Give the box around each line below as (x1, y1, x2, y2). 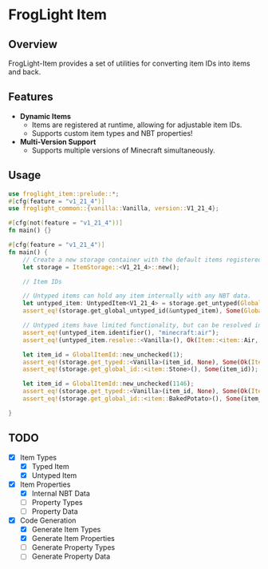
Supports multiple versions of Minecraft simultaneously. (31, 145, 215, 155)
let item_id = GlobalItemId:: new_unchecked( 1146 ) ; (22, 380, 195, 388)
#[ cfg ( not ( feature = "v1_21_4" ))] (8, 219, 124, 227)
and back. (8, 67, 41, 77)
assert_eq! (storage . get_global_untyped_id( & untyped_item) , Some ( (22, 307, 245, 315)
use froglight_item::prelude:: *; (8, 189, 120, 197)
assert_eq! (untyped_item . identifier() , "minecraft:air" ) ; (22, 328, 219, 336)
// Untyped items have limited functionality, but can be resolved (22, 321, 251, 329)
